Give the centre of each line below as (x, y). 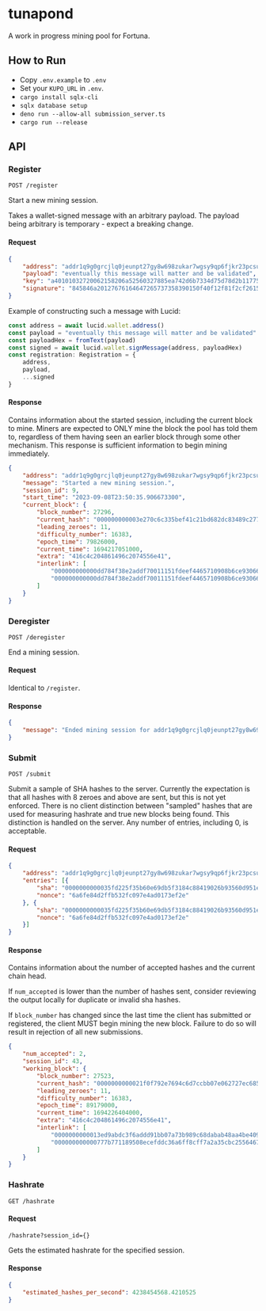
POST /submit (30, 774)
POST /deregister (37, 637)
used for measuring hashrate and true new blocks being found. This (119, 814)
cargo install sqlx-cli (59, 97)
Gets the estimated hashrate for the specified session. (97, 1250)
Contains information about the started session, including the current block (131, 420)
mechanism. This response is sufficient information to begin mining (118, 445)
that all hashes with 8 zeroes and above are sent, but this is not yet (117, 798)
